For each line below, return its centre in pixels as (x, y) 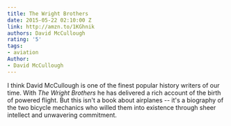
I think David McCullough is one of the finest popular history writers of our (114, 85)
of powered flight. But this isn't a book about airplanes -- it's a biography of (115, 100)
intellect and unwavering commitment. (62, 115)
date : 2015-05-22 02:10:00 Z (49, 20)
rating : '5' (24, 40)
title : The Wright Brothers (48, 14)
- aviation (23, 53)
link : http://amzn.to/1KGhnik (51, 26)
